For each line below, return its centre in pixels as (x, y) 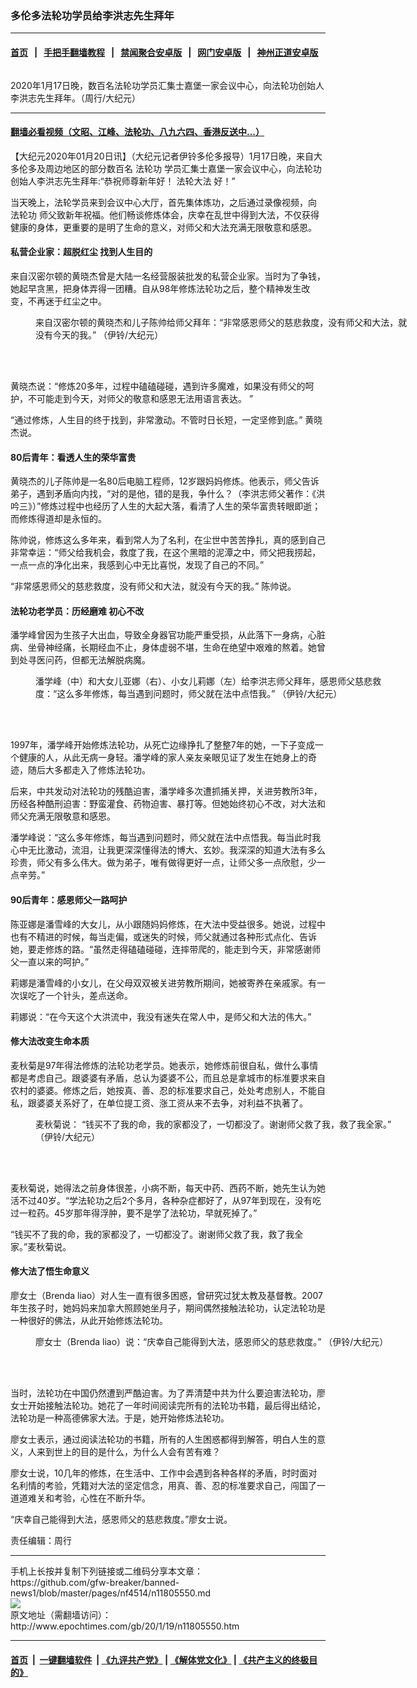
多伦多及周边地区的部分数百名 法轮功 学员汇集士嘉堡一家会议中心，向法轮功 (166, 168)
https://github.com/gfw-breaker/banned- (95, 1582)
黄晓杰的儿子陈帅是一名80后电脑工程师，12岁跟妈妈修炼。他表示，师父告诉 (165, 481)
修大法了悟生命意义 (50, 1271)
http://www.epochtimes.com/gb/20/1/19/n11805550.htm (125, 1626)
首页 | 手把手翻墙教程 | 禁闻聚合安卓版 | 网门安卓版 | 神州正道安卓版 (164, 52)
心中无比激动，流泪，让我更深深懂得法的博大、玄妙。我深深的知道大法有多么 (168, 850)
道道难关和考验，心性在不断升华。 (80, 1498)
